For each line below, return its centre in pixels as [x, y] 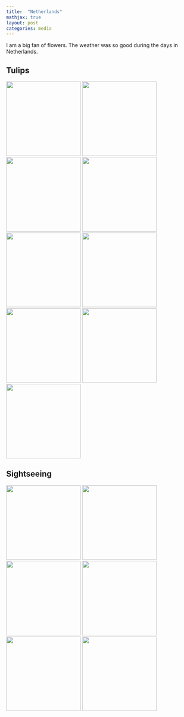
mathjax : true [24, 17]
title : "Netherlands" [34, 12]
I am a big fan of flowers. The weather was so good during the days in [92, 45]
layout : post [22, 23]
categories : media [29, 28]
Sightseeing [29, 474]
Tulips [18, 70]
